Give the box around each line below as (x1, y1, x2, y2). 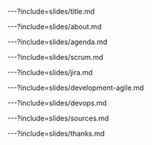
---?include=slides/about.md (7, 22, 102, 31)
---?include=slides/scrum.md (7, 53, 104, 61)
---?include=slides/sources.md (7, 113, 109, 123)
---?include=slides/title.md (7, 7, 96, 16)
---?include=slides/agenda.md (7, 37, 108, 46)
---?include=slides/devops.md (7, 99, 108, 107)
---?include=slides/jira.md (7, 68, 93, 77)
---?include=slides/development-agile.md (7, 83, 144, 92)
